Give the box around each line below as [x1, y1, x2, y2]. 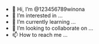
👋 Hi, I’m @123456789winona [11, 6, 85, 12]
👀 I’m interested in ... [11, 12, 63, 19]
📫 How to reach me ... [11, 32, 68, 38]
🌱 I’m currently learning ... [11, 18, 76, 25]
